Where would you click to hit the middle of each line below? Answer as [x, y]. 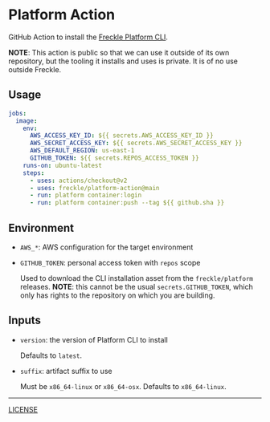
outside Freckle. [35, 69]
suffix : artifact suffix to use [66, 371]
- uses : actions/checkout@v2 [78, 181]
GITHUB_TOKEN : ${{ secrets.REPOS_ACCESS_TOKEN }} [114, 158]
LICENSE [23, 409]
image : [27, 121]
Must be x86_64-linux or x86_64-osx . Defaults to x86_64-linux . [123, 386]
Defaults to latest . [51, 355]
